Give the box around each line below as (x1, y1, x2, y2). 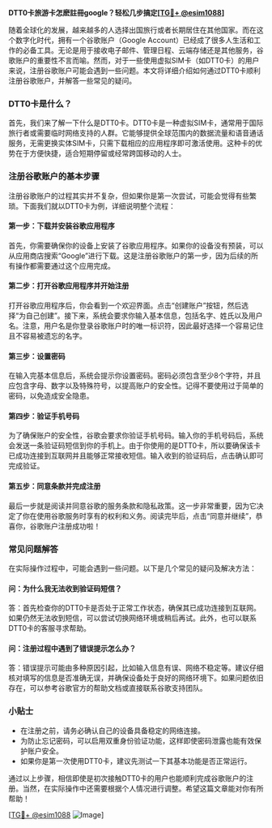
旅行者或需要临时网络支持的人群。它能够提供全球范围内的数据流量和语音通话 (8, 128, 264, 138)
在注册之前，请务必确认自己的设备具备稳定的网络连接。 (19, 726, 205, 735)
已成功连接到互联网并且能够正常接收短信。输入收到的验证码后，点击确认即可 (8, 451, 264, 461)
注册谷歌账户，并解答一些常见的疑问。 (8, 76, 136, 85)
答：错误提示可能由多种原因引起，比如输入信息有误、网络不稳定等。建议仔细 (8, 663, 264, 673)
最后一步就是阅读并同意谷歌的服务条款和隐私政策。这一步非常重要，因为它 (8, 501, 257, 511)
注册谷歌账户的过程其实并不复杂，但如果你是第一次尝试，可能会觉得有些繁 (8, 191, 257, 201)
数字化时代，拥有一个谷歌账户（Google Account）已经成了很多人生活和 (15, 36, 254, 45)
